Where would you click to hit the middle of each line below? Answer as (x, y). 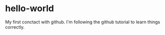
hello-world (30, 9)
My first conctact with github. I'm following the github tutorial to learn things (82, 22)
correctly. (15, 27)
